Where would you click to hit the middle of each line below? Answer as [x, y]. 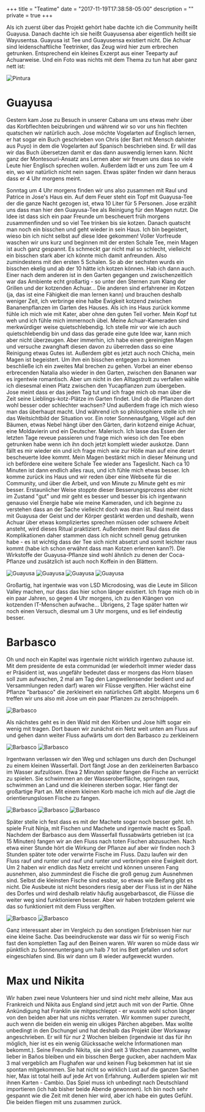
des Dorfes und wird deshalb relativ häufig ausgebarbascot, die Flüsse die [100, 893]
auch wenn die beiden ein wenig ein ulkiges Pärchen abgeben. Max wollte [100, 1024]
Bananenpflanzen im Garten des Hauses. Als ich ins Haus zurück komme [98, 307]
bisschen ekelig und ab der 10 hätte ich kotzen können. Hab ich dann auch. [101, 268]
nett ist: [16, 66]
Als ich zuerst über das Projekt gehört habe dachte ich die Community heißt [102, 27]
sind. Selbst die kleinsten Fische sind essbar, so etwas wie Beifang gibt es [100, 880]
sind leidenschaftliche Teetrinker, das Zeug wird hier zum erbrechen [92, 47]
